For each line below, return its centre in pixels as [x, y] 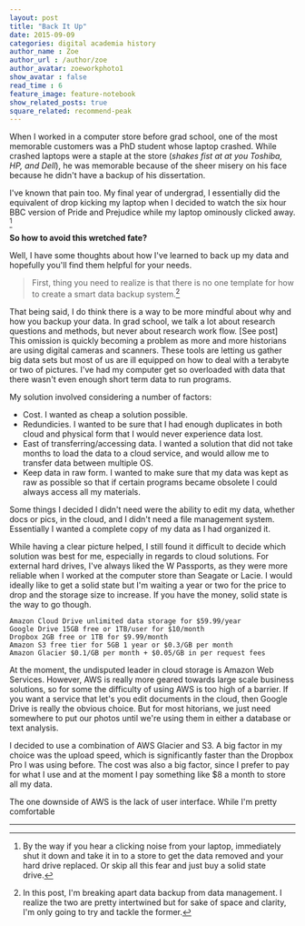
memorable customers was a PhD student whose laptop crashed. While [143, 146]
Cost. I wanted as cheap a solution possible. [105, 414]
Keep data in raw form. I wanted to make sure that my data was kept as [155, 472]
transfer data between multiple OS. [88, 463]
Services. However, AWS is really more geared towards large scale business [152, 679]
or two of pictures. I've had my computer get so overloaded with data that [148, 369]
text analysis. [34, 728]
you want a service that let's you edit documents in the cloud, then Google [148, 699]
